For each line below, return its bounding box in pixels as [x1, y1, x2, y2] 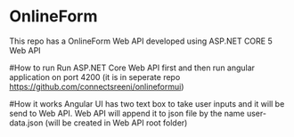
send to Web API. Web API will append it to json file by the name [9, 108, 245, 118]
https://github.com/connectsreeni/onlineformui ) [9, 81, 184, 92]
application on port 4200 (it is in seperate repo [9, 71, 181, 82]
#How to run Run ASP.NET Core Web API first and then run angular [9, 62, 256, 73]
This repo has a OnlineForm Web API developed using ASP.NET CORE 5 [9, 36, 274, 46]
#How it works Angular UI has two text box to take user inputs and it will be [9, 98, 285, 109]
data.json [9, 117, 44, 128]
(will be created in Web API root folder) [45, 117, 188, 128]
